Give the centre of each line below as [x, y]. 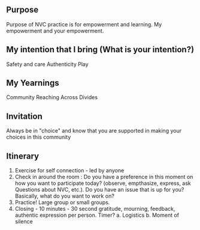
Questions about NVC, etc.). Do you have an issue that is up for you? [99, 190]
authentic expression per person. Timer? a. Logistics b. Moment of [97, 215]
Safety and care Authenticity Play [47, 64]
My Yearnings [33, 83]
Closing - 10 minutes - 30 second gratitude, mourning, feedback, [95, 209]
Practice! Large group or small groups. [62, 202]
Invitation [25, 116]
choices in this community [39, 137]
